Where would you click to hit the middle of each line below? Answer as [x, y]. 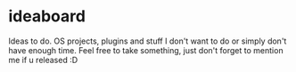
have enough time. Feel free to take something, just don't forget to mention [146, 50]
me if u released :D [43, 60]
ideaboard [47, 16]
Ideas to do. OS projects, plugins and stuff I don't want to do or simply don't [148, 41]
